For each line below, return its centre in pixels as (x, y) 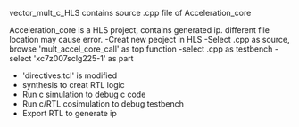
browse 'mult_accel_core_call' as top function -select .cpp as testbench (141, 49)
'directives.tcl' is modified (70, 75)
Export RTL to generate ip (70, 113)
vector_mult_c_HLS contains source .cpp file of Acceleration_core (130, 13)
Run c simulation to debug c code (84, 94)
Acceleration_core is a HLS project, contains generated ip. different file (140, 30)
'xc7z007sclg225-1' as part (83, 58)
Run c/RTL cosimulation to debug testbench (103, 104)
